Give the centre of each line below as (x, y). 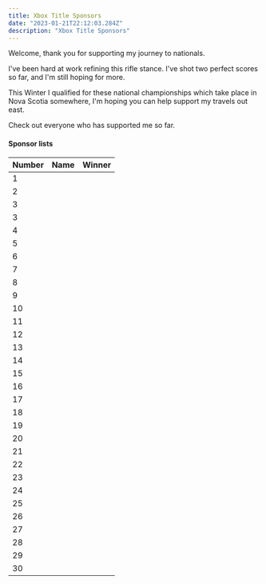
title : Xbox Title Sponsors (55, 16)
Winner (97, 165)
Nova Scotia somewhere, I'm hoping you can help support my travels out (128, 102)
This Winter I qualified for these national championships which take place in (133, 93)
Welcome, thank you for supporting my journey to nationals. (107, 54)
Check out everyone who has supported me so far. (92, 126)
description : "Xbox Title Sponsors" (69, 30)
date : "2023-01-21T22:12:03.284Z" (66, 23)
